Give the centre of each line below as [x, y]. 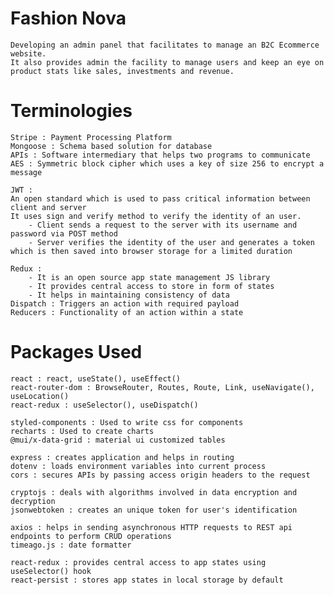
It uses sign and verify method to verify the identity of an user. [156, 216]
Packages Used [76, 352]
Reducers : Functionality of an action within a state [127, 312]
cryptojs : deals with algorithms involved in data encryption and [154, 492]
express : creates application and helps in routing [122, 457]
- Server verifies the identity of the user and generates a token [171, 242]
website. [28, 53]
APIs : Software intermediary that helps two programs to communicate [160, 155]
